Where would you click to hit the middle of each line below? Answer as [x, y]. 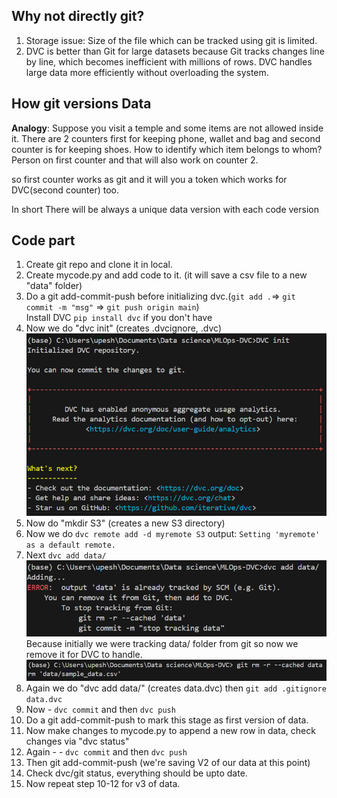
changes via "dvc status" [77, 741]
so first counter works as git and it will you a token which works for [149, 179]
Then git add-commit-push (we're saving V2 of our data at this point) [168, 762]
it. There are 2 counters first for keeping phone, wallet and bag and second [166, 138]
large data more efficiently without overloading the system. [147, 72]
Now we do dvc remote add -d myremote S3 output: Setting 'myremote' [173, 534]
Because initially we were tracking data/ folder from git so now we [162, 644]
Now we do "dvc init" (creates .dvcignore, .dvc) [124, 328]
